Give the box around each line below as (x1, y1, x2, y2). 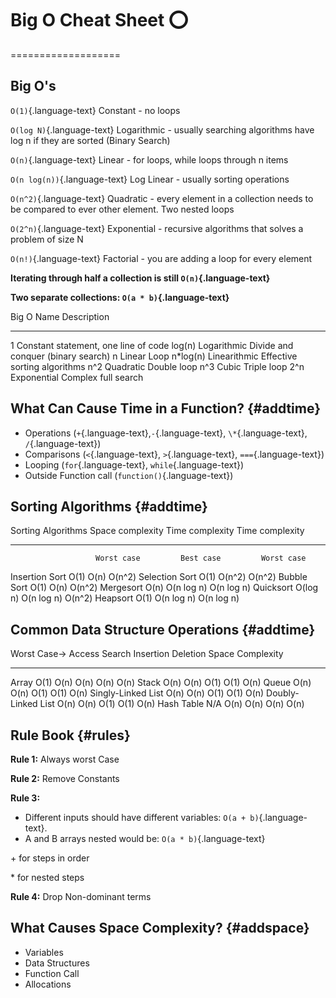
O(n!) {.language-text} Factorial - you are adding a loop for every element (10, 252, 313, 264)
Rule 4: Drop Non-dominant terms (10, 891, 152, 902)
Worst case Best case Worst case (95, 553, 307, 564)
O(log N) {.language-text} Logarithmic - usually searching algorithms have (10, 123, 315, 136)
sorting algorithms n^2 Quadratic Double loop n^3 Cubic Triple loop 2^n (10, 360, 305, 372)
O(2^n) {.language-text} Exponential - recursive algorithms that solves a (10, 222, 304, 234)
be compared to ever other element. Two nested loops (10, 203, 235, 215)
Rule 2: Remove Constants (10, 773, 120, 784)
